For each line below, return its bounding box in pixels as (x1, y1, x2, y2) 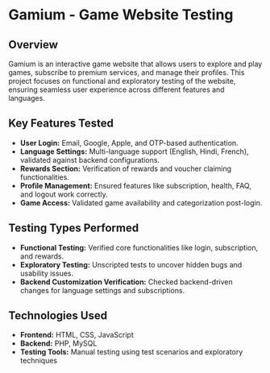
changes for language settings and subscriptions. (19, 285, 185, 295)
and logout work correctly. (19, 189, 109, 199)
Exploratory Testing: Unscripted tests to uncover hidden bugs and (19, 259, 243, 269)
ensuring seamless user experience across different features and (8, 85, 225, 94)
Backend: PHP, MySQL (19, 338, 98, 348)
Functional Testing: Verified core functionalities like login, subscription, (19, 242, 259, 252)
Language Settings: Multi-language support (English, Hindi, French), (19, 147, 249, 156)
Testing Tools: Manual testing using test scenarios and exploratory (19, 347, 243, 357)
